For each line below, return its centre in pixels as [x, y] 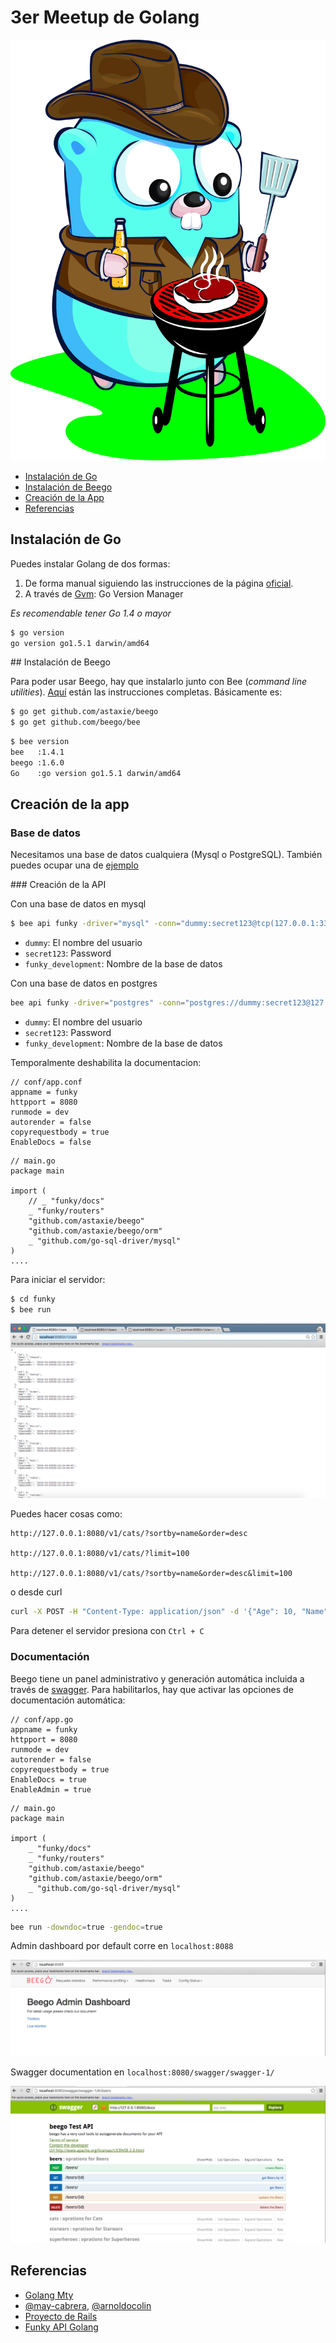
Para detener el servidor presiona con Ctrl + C [107, 1631]
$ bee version [40, 742]
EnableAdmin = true [51, 1789]
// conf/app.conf [46, 1082]
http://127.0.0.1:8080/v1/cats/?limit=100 [100, 1554]
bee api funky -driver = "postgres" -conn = [98, 1003]
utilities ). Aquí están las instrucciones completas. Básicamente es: [146, 692]
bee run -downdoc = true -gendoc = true [86, 1927]
